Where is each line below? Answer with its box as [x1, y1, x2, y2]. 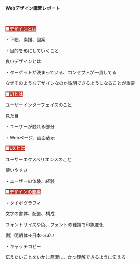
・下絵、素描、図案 [5, 37, 46, 42]
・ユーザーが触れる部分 [5, 124, 55, 129]
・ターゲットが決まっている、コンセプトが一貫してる [5, 69, 117, 75]
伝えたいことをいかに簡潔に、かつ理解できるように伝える [5, 254, 126, 260]
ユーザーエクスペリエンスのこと [5, 156, 73, 162]
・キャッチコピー [5, 243, 41, 249]
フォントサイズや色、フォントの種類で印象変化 [5, 222, 104, 227]
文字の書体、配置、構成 [5, 211, 55, 216]
